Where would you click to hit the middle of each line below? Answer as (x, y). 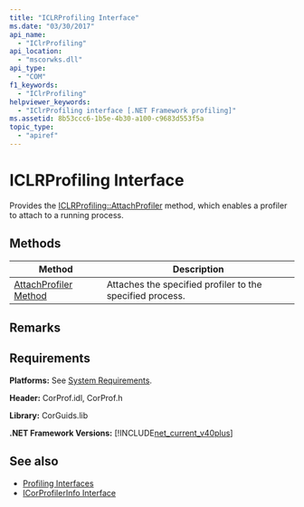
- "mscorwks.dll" (50, 60)
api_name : (28, 34)
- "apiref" (38, 136)
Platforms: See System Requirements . (81, 380)
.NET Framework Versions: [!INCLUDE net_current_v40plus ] (121, 433)
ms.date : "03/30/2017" (52, 26)
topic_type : (32, 128)
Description (198, 269)
